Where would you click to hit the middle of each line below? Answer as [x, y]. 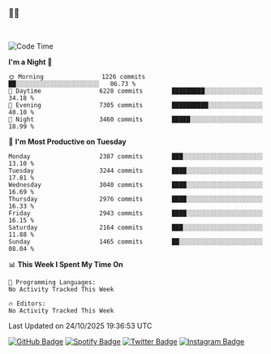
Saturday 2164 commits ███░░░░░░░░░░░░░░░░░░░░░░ [136, 228]
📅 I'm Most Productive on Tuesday [68, 142]
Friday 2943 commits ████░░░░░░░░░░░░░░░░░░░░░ [136, 214]
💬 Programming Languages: [52, 283]
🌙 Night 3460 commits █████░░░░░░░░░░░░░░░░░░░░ [136, 120]
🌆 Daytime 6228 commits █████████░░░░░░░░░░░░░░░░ [136, 91]
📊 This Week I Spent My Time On [66, 265]
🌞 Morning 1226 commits [77, 77]
